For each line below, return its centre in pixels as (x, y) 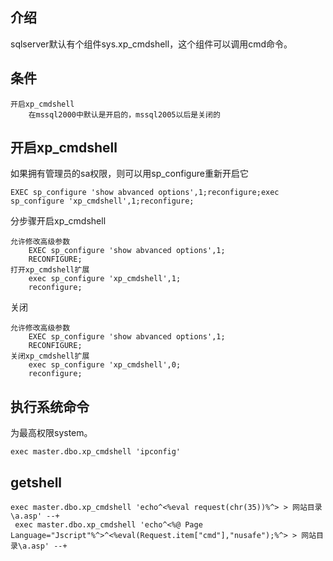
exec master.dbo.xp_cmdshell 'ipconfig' (96, 452)
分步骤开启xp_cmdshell (58, 221)
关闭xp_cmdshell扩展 (50, 356)
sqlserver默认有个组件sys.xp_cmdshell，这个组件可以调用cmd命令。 (151, 44)
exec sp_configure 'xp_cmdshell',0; (105, 365)
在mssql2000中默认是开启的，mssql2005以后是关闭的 (124, 114)
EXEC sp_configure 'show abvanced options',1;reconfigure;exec (145, 193)
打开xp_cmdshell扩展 (50, 270)
